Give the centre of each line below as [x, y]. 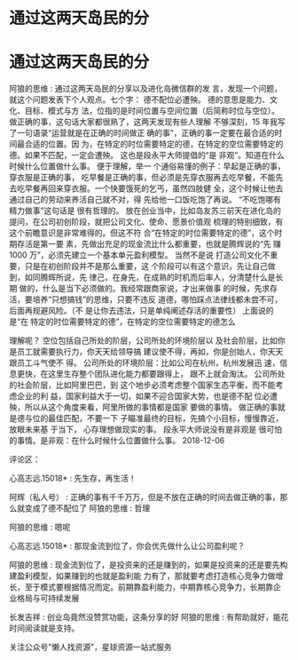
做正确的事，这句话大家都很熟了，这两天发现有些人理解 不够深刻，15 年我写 [147, 122]
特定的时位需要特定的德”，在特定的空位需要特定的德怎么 [133, 322]
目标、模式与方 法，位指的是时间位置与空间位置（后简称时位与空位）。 [152, 111]
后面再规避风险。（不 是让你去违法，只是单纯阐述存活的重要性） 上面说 [137, 311]
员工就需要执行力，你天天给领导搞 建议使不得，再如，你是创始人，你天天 [150, 352]
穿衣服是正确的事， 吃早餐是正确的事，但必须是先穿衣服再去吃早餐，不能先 [146, 178]
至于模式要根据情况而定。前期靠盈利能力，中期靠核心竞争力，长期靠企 [153, 587]
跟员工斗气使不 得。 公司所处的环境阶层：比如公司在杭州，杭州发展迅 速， [145, 363]
